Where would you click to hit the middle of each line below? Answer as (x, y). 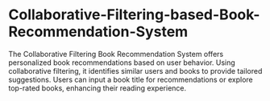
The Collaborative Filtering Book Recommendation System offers (116, 54)
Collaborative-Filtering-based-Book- (134, 15)
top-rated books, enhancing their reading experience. (98, 88)
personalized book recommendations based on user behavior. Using (122, 63)
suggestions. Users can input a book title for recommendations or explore (131, 79)
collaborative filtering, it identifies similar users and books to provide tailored (135, 71)
